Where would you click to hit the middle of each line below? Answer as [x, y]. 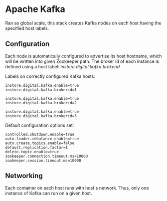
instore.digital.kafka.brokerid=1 [41, 90]
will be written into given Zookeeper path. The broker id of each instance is [82, 61]
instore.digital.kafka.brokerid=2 [41, 103]
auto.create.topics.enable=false [40, 143]
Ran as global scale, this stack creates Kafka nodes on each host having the [83, 23]
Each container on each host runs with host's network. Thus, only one [77, 188]
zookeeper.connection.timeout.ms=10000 [47, 156]
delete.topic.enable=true [32, 152]
